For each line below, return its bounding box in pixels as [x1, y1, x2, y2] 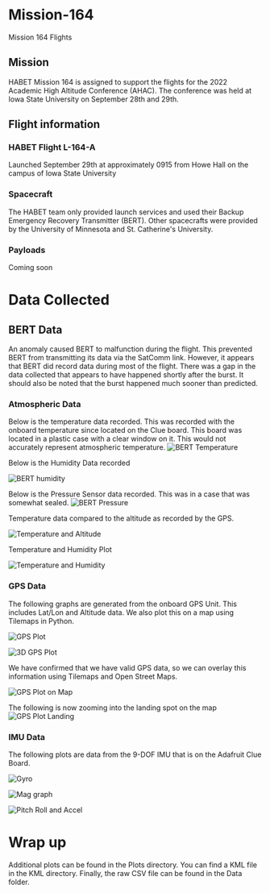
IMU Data [8, 731, 46, 742]
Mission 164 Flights [8, 32, 73, 42]
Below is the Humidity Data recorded [8, 458, 131, 468]
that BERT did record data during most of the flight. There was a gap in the [8, 361, 256, 372]
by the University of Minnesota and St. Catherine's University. [8, 224, 214, 234]
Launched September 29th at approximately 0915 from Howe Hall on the [8, 160, 249, 170]
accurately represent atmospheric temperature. [8, 442, 166, 452]
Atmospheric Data [8, 398, 81, 409]
